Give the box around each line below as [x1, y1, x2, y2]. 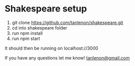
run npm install [11, 30, 43, 36]
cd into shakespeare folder [11, 24, 67, 30]
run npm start [11, 35, 40, 41]
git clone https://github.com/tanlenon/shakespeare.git [11, 19, 123, 25]
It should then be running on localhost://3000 [4, 45, 98, 51]
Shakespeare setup [4, 3, 87, 14]
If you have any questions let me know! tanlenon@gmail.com [4, 54, 130, 60]
